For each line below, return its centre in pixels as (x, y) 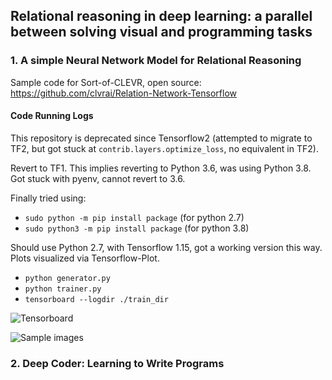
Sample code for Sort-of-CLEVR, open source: (106, 82)
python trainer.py (63, 289)
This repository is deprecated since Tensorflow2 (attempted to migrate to (161, 138)
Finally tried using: (48, 198)
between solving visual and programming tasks (161, 32)
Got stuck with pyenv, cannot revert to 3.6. (98, 178)
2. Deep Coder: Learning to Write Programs (117, 363)
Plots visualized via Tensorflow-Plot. (85, 258)
